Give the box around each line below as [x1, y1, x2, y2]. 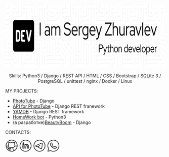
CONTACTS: [5, 129, 31, 135]
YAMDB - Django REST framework [12, 109, 85, 114]
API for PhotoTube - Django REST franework [12, 103, 105, 109]
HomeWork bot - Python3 [12, 114, 66, 120]
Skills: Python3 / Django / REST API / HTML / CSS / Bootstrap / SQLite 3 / [9, 73, 161, 79]
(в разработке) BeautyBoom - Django [12, 119, 91, 125]
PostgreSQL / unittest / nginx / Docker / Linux [37, 78, 133, 84]
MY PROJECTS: [5, 88, 38, 94]
